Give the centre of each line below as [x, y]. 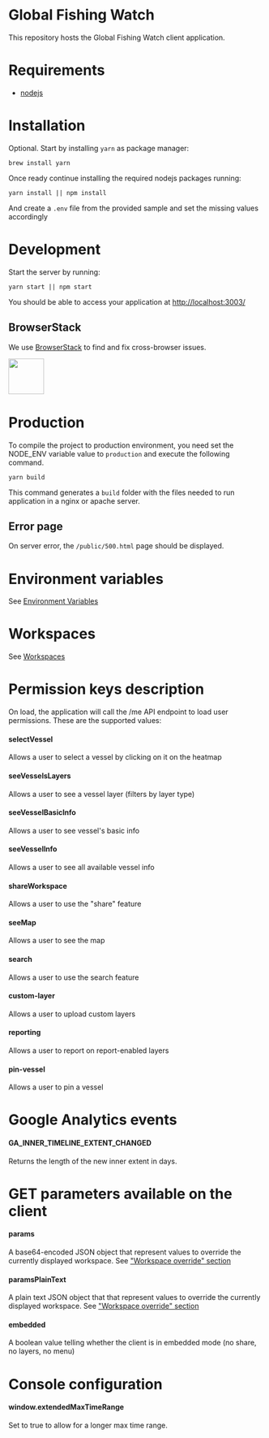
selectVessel [31, 739]
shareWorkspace [38, 886]
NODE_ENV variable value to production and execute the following [119, 453]
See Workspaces [37, 656]
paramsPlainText [37, 1279]
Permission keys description [107, 689]
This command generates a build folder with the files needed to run [122, 492]
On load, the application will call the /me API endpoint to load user [118, 712]
